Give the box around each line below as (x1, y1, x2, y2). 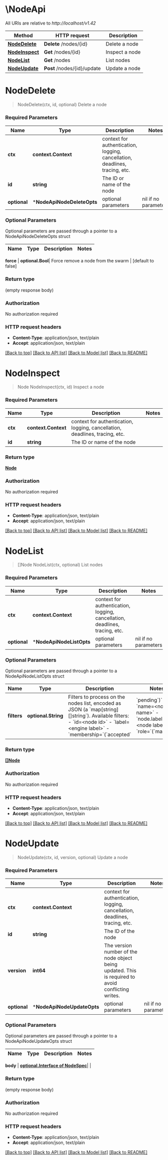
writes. (104, 992, 120, 999)
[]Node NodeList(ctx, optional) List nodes (17, 562, 103, 568)
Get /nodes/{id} (43, 49, 80, 56)
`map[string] (89, 706, 119, 713)
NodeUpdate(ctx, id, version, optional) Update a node (17, 854, 128, 860)
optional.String (27, 712, 63, 719)
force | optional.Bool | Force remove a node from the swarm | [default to (5, 258, 154, 264)
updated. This (104, 967, 136, 974)
